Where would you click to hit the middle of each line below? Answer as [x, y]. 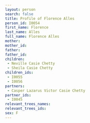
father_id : [16, 54]
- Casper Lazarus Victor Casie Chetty [46, 91]
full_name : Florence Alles [32, 37]
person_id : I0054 [22, 23]
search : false [19, 14]
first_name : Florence [27, 28]
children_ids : [19, 73]
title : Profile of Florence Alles [40, 18]
